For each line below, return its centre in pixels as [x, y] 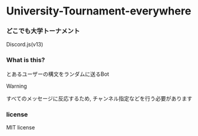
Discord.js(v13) [25, 45]
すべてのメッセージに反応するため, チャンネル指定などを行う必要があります [99, 98]
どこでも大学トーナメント [43, 31]
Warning [16, 86]
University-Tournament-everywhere [99, 11]
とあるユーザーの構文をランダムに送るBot [58, 74]
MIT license [21, 128]
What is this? [25, 60]
